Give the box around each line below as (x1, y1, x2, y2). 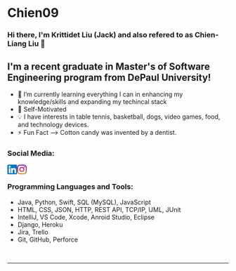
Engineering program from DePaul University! (7, 72, 211, 84)
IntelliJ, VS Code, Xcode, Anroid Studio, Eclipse (17, 213, 155, 221)
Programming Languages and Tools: (7, 182, 133, 192)
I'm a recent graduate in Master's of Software (7, 60, 211, 72)
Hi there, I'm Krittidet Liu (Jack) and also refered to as (7, 30, 193, 40)
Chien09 (7, 5, 59, 21)
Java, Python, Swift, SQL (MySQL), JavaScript (17, 198, 151, 206)
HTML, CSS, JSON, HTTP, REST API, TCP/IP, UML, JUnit (17, 205, 181, 213)
